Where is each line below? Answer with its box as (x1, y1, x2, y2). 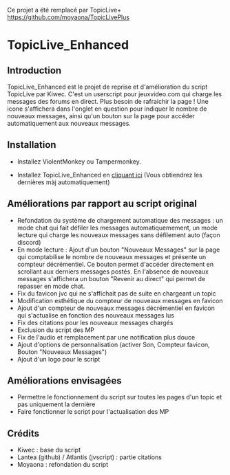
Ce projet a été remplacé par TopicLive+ (7, 6, 122, 14)
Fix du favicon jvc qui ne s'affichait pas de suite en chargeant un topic (17, 289, 217, 298)
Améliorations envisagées (7, 375, 122, 387)
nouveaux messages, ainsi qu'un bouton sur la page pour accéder (7, 112, 195, 120)
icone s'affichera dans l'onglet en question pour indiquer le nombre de (7, 104, 207, 113)
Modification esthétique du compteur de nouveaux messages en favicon (17, 296, 223, 305)
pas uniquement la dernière (17, 400, 96, 408)
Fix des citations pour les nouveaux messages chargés (17, 318, 174, 327)
